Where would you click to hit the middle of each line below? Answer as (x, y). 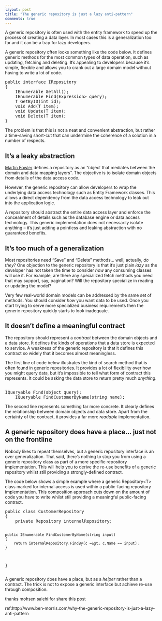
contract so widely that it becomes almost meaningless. (60, 353)
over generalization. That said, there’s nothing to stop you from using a (75, 456)
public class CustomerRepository (45, 511)
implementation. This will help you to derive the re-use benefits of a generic (81, 467)
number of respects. (25, 141)
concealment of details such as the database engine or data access (73, 217)
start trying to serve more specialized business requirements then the (74, 305)
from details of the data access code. (42, 178)
